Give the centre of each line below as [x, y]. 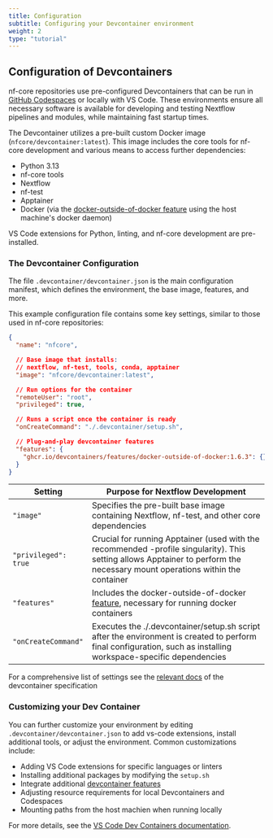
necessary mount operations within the [167, 570]
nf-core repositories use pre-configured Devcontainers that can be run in [131, 91]
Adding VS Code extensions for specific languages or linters [121, 766]
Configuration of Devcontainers [91, 71]
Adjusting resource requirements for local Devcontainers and [122, 792]
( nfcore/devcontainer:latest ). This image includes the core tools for [123, 142]
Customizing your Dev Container [74, 707]
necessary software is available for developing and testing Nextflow [122, 109]
